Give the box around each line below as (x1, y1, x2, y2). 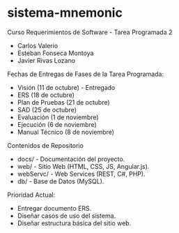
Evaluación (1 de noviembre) (17, 113, 99, 121)
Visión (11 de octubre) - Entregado (17, 83, 116, 91)
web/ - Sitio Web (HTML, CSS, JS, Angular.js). (17, 162, 150, 170)
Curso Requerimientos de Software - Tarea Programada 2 (7, 28, 173, 36)
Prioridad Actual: (7, 190, 56, 199)
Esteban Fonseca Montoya (17, 49, 94, 57)
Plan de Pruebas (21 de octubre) (17, 98, 110, 106)
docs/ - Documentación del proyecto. (17, 155, 125, 163)
